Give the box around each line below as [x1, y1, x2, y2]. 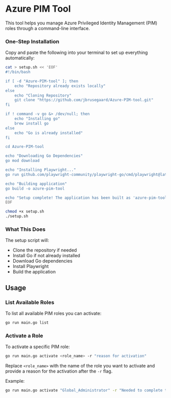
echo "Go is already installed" [14, 130, 83, 135]
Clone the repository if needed [12, 247, 77, 253]
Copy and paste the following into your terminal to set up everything [5, 49, 148, 56]
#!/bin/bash [5, 70, 31, 75]
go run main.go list [5, 320, 49, 325]
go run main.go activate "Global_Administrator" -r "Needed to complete [5, 388, 163, 393]
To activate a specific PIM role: [5, 344, 70, 350]
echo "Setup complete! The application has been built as [5, 195, 131, 200]
